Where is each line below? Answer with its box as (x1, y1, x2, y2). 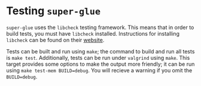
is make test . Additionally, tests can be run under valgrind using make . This (6, 54, 190, 61)
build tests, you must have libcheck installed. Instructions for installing (6, 30, 179, 37)
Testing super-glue (6, 4, 100, 18)
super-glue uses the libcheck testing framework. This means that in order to (6, 24, 194, 31)
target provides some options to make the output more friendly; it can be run (6, 60, 195, 68)
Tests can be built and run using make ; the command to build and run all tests (6, 47, 195, 55)
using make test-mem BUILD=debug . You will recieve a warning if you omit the (6, 66, 193, 74)
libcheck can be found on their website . (6, 36, 105, 43)
